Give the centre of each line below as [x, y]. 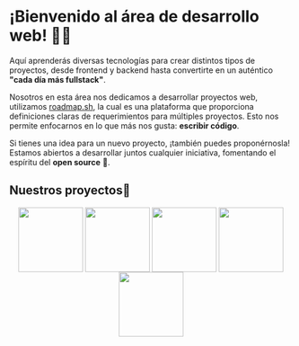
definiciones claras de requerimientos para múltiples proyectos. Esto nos [144, 116]
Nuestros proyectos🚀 [70, 191]
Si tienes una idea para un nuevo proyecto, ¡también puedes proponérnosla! [149, 143]
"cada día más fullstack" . [57, 79]
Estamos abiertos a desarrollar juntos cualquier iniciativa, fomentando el [143, 152]
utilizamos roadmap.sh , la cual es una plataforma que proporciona [132, 106]
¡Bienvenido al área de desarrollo [135, 17]
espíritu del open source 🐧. [60, 162]
